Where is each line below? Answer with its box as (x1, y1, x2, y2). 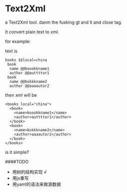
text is (5, 48, 18, 54)
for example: (5, 38, 31, 44)
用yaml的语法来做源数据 (12, 181, 62, 187)
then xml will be (5, 92, 37, 98)
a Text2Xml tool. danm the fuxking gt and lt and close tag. (5, 19, 123, 25)
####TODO (5, 158, 29, 164)
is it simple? (5, 149, 29, 155)
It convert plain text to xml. (5, 29, 59, 35)
